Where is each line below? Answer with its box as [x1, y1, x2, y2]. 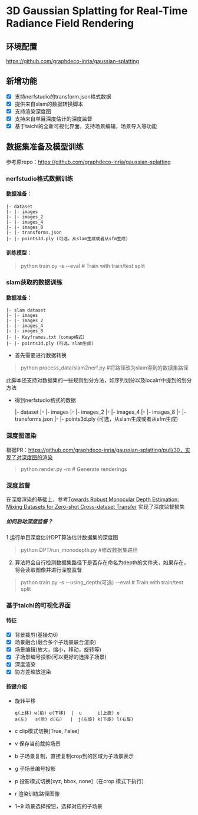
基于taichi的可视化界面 [6, 601, 71, 609]
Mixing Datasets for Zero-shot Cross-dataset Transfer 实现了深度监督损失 [6, 503, 185, 510]
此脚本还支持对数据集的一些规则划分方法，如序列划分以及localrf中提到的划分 [6, 377, 192, 384]
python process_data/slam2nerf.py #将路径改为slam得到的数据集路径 [20, 364, 189, 371]
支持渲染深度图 [14, 107, 51, 114]
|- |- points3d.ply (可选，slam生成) [6, 341, 94, 346]
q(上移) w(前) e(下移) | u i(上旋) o [14, 710, 120, 716]
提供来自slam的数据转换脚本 [14, 100, 84, 107]
